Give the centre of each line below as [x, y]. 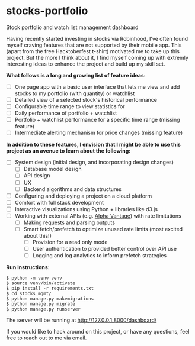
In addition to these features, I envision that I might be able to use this [93, 145]
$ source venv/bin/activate [41, 283]
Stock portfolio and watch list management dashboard [72, 27]
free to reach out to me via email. [47, 338]
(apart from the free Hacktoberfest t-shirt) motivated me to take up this [93, 51]
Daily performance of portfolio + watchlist [66, 113]
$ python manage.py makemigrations [50, 299]
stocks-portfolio [47, 11]
